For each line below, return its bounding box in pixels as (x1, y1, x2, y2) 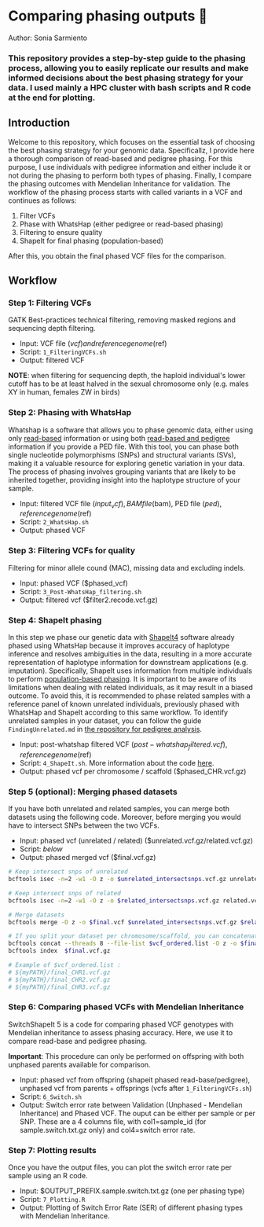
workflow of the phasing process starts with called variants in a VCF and (8, 187, 243, 197)
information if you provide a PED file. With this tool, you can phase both (8, 442, 240, 451)
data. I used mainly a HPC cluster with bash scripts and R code (8, 82, 251, 93)
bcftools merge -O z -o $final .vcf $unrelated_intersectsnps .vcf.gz (8, 918, 237, 926)
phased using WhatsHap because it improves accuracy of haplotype (8, 641, 230, 651)
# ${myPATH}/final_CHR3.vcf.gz (8, 983, 111, 991)
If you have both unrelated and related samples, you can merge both (8, 804, 230, 814)
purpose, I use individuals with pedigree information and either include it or (8, 162, 251, 171)
